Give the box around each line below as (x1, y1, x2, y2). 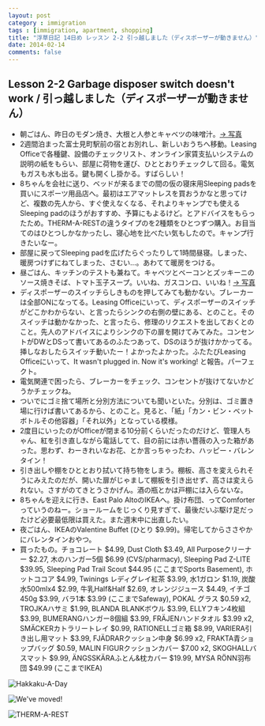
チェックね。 (33, 386, 76, 395)
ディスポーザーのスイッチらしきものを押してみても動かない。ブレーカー (19, 287, 254, 297)
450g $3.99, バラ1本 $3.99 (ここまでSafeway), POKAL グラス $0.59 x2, (19, 594, 252, 603)
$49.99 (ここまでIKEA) (28, 663, 103, 672)
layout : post (8, 11, 51, 20)
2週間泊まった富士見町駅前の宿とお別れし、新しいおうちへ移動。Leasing (19, 139, 257, 149)
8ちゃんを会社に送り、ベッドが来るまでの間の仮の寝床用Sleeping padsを (19, 179, 257, 188)
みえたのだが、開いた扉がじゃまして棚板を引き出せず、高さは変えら (33, 475, 255, 485)
